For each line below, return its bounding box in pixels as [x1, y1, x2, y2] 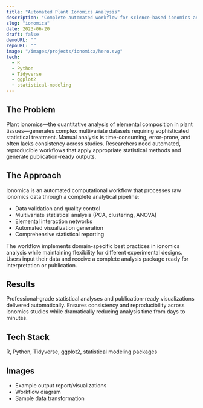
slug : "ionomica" [6, 20, 50, 26]
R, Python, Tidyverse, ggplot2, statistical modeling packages [6, 348, 158, 355]
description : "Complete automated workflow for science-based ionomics [6, 15, 190, 21]
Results [6, 279, 36, 290]
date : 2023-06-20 [6, 25, 50, 32]
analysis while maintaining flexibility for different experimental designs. [6, 249, 183, 256]
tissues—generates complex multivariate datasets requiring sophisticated [6, 127, 189, 134]
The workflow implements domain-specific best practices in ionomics [6, 242, 180, 249]
